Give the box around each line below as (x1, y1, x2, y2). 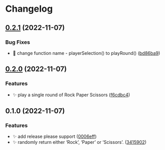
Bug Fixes (5, 39, 31, 46)
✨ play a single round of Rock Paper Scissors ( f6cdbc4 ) (12, 92, 130, 98)
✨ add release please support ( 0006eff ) (12, 133, 97, 140)
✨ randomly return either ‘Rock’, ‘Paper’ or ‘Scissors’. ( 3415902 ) (12, 139, 147, 145)
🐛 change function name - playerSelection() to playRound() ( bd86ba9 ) (12, 50, 160, 56)
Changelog (5, 3, 53, 15)
